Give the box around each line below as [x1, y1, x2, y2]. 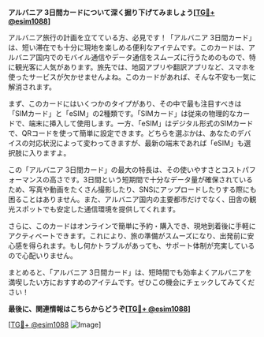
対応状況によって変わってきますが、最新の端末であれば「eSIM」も [28, 138, 244, 148]
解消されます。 [8, 82, 57, 92]
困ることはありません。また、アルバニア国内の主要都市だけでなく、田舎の [8, 195, 250, 204]
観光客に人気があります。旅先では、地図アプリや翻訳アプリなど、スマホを [14, 62, 256, 72]
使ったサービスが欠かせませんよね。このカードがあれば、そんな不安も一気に [8, 73, 257, 81]
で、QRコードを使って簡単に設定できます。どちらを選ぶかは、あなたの [8, 129, 238, 137]
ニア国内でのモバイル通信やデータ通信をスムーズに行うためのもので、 [21, 53, 250, 62]
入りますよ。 [28, 148, 71, 157]
